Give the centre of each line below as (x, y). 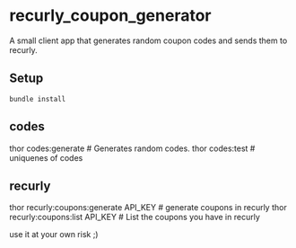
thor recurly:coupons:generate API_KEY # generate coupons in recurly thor (148, 208)
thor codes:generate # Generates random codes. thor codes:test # (132, 148)
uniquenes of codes (46, 157)
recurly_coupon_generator (110, 16)
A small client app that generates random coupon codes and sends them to (148, 40)
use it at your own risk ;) (54, 235)
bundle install (38, 99)
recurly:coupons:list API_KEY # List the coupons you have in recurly (135, 217)
